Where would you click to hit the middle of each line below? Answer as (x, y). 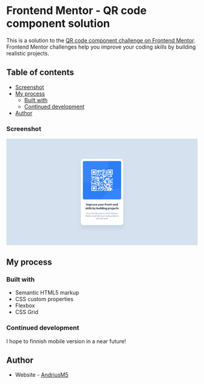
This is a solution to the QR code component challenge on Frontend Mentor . (101, 40)
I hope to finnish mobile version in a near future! (66, 341)
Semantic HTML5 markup (47, 293)
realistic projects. (28, 53)
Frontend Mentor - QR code (76, 11)
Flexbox (25, 305)
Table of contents (40, 73)
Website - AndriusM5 (42, 375)
